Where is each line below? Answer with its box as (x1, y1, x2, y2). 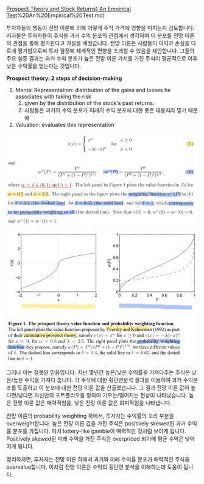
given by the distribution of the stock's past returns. (24, 99, 155, 106)
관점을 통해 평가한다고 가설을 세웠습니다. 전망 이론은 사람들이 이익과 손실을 (12, 40, 190, 46)
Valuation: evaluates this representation (15, 121, 114, 128)
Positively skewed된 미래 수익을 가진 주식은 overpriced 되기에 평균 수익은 (6, 435, 184, 442)
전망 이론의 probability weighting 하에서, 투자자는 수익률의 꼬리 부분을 (6, 412, 175, 419)
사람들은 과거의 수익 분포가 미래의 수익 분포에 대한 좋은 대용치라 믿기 (24, 107, 187, 114)
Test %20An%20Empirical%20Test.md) (6, 12, 105, 19)
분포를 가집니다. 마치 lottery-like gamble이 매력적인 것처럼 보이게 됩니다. (12, 427, 186, 435)
